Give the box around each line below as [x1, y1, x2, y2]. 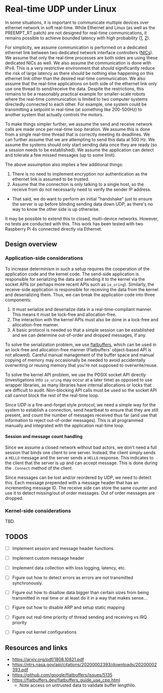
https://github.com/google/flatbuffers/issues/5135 [12, 672, 113, 678]
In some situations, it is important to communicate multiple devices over [5, 19, 149, 25]
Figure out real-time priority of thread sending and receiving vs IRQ [12, 614, 147, 620]
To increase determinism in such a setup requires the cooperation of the [5, 266, 150, 272]
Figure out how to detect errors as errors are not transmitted [12, 575, 133, 581]
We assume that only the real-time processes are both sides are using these [5, 55, 158, 60]
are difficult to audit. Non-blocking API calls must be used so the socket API [5, 387, 157, 393]
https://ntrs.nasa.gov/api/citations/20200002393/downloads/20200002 [12, 662, 157, 668]
